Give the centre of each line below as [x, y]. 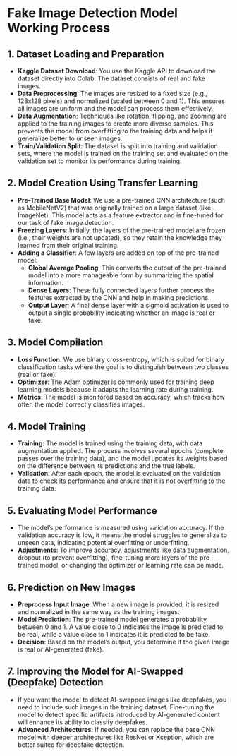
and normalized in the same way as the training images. [98, 612]
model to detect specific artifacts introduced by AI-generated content [119, 714]
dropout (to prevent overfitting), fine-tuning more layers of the [108, 558]
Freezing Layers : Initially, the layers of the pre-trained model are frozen [121, 230]
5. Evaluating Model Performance [82, 511]
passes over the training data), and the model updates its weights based [122, 458]
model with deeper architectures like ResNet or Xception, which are [115, 737]
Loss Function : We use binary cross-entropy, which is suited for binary [121, 359]
